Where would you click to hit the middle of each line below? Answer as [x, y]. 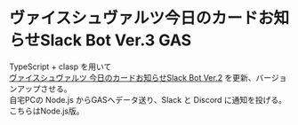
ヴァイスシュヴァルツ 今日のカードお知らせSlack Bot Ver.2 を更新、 [133, 77]
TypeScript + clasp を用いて [60, 66]
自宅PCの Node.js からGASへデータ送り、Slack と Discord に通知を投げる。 [148, 99]
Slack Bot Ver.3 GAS [116, 40]
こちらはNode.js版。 [47, 111]
